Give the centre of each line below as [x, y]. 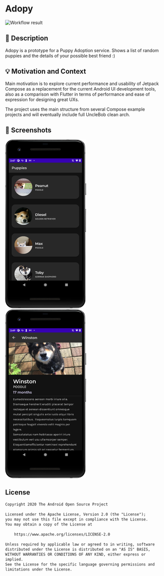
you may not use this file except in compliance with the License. [77, 519]
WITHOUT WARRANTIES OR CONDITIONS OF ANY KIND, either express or [76, 554]
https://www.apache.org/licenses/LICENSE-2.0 [62, 534]
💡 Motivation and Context [46, 71]
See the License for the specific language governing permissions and [80, 564]
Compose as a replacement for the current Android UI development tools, [81, 89]
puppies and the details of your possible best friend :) [60, 56]
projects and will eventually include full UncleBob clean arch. [68, 114]
